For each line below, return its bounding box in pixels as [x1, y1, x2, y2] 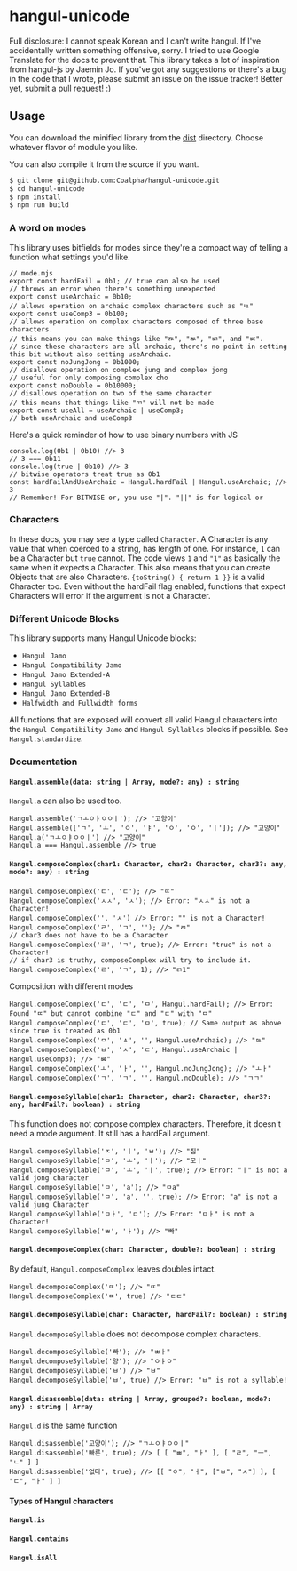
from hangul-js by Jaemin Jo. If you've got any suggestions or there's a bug [9, 64, 286, 75]
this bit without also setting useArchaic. [9, 349, 173, 359]
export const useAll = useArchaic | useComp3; [9, 406, 184, 415]
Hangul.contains [9, 1535, 69, 1543]
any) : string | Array [9, 1402, 93, 1411]
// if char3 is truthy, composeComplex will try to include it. [9, 956, 252, 965]
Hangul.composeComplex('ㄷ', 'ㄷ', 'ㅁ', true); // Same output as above [9, 1019, 282, 1028]
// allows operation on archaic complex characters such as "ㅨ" [9, 301, 254, 310]
